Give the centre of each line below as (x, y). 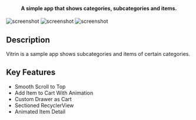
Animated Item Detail (40, 111)
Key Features (31, 73)
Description (28, 40)
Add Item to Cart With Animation (54, 93)
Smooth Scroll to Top (40, 86)
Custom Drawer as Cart (43, 99)
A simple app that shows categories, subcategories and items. (99, 8)
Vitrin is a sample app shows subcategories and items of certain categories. (98, 54)
